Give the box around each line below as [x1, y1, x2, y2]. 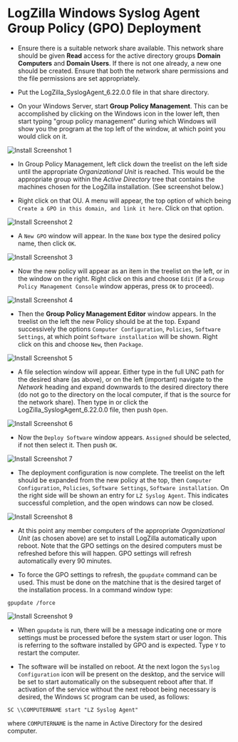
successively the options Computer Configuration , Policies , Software [17, 325, 221, 333]
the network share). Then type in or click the [17, 397, 149, 406]
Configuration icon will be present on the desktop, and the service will [17, 669, 225, 679]
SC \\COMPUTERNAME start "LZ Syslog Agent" [7, 706, 139, 713]
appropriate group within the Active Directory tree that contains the [17, 175, 215, 183]
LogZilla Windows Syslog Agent [7, 5, 200, 21]
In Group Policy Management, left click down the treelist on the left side [17, 159, 228, 168]
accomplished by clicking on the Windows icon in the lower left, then [17, 109, 220, 118]
